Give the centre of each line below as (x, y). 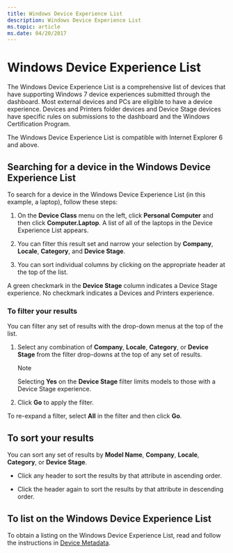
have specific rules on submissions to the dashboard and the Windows (109, 116)
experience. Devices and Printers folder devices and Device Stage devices (114, 109)
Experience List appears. (53, 230)
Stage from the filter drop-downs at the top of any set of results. (110, 355)
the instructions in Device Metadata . (59, 543)
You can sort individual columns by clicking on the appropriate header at (121, 265)
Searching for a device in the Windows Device (109, 167)
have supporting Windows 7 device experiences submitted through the (109, 94)
